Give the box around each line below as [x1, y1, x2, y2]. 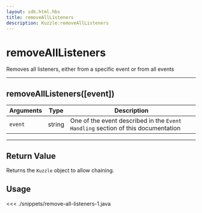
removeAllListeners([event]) [6, 88, 115, 99]
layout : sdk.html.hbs [6, 8, 61, 15]
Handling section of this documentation [70, 124, 181, 133]
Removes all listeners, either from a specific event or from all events [6, 65, 174, 73]
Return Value [6, 151, 56, 161]
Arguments [9, 106, 42, 115]
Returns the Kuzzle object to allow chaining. [6, 166, 114, 174]
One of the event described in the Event [70, 116, 182, 125]
